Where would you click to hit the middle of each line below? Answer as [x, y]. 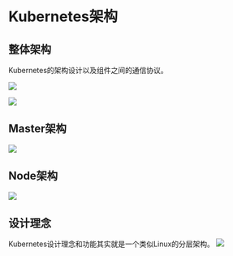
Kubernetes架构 [63, 17]
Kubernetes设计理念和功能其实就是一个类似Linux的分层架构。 [112, 244]
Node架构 [33, 176]
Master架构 [38, 129]
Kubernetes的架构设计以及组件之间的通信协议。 [88, 70]
